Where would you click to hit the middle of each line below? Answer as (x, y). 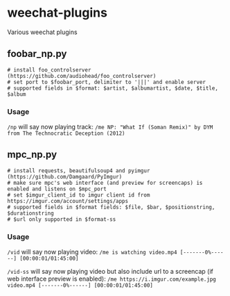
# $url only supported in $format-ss (62, 219)
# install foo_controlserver (49, 70)
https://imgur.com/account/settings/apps (68, 201)
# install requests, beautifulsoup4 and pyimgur (79, 171)
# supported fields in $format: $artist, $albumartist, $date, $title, (113, 88)
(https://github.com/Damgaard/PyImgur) (65, 176)
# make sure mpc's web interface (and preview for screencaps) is (105, 183)
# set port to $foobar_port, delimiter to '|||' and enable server (107, 82)
